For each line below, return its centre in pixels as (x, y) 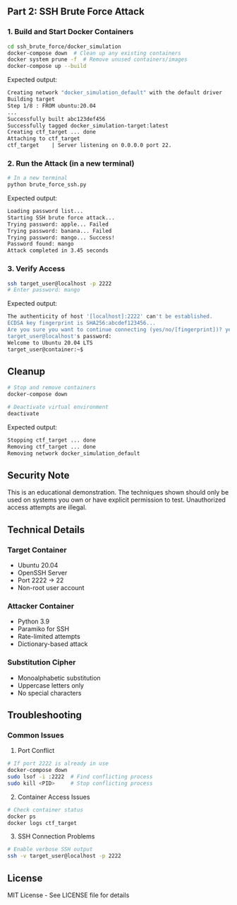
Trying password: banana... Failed (60, 231)
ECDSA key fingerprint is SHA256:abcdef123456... (82, 323)
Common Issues (36, 735)
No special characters (49, 693)
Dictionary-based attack (53, 644)
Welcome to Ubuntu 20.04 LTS (50, 342)
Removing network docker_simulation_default (74, 453)
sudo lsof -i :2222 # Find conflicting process (80, 777)
